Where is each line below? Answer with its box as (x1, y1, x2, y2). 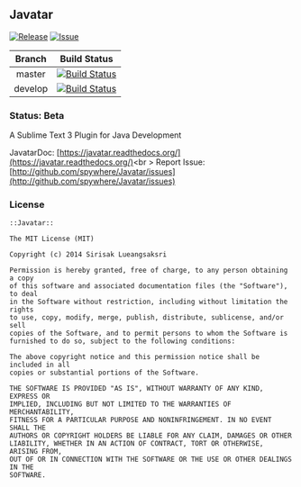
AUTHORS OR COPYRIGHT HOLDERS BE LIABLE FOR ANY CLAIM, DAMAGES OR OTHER (9, 431, 293, 440)
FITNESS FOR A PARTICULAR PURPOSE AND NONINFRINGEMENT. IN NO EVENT (9, 416, 272, 425)
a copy (9, 274, 34, 283)
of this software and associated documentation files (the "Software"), (9, 282, 288, 291)
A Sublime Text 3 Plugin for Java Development (9, 130, 182, 140)
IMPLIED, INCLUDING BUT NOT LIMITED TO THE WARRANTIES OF (9, 400, 232, 409)
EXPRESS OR (9, 392, 50, 401)
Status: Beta (9, 109, 65, 122)
